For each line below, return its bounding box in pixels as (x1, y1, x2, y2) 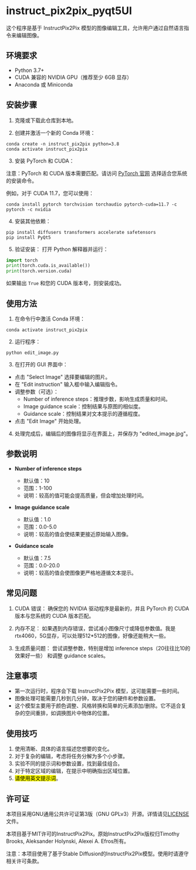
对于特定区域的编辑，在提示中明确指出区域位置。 (14, 768, 133, 775)
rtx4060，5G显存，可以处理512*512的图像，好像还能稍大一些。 (14, 632, 169, 639)
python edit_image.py (6, 350, 59, 356)
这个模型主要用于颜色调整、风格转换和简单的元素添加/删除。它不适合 (14, 702, 181, 709)
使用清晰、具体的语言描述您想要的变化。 (14, 745, 113, 752)
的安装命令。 (6, 177, 37, 184)
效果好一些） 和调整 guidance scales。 (14, 652, 109, 659)
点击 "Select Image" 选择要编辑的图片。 (14, 373, 111, 381)
